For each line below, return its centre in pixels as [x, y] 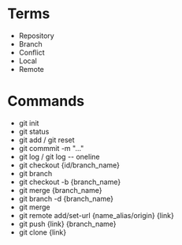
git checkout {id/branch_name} [69, 165]
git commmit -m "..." [51, 148]
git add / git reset [47, 140]
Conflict [32, 52]
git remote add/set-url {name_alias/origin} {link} [97, 215]
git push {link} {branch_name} [67, 224]
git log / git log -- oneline [59, 156]
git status [34, 131]
